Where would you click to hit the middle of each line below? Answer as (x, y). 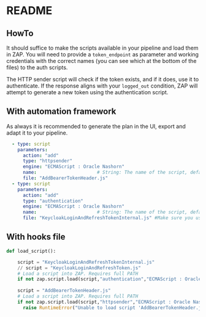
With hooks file (36, 237)
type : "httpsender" (47, 161)
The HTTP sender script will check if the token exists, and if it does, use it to (103, 79)
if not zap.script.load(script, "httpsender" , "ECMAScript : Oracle (104, 302)
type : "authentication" (53, 201)
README (29, 11)
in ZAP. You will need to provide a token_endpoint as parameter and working (103, 54)
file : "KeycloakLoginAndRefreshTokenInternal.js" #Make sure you (108, 218)
